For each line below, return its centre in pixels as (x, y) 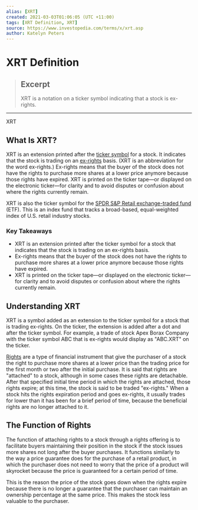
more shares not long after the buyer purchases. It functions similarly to (93, 452)
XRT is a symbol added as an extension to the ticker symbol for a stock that (98, 320)
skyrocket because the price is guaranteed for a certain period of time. (92, 471)
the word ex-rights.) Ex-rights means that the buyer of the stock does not (95, 167)
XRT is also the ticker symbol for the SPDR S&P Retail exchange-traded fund (99, 203)
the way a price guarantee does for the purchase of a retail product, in (91, 458)
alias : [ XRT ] (22, 11)
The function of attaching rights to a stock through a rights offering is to (93, 439)
